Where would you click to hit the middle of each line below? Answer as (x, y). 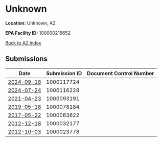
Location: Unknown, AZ (30, 23)
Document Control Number (120, 73)
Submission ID (64, 73)
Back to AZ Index (23, 43)
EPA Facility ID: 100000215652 (38, 33)
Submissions (26, 59)
